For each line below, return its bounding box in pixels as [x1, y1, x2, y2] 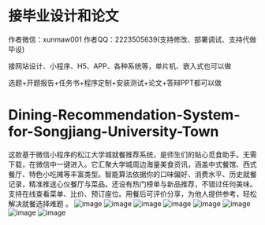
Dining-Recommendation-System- [8, 106, 241, 124]
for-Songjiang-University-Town [8, 123, 219, 141]
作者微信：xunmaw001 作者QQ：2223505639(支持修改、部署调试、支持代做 [8, 35, 257, 44]
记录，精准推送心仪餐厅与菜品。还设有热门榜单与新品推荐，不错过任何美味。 [8, 179, 257, 189]
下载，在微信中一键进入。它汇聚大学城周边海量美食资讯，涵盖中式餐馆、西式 [8, 159, 257, 169]
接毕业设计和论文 [8, 7, 120, 25]
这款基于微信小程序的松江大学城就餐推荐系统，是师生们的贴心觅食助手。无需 [8, 149, 257, 159]
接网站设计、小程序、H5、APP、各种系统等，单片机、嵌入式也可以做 [8, 61, 232, 71]
